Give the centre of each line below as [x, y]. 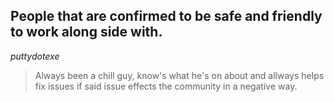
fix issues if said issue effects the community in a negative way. [166, 86]
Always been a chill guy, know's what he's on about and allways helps [179, 75]
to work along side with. [86, 32]
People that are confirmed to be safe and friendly [166, 16]
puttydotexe [35, 56]
